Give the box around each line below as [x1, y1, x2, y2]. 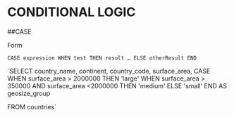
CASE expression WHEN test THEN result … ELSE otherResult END [7, 54, 197, 62]
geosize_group [7, 89, 51, 97]
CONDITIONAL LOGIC [7, 4, 136, 20]
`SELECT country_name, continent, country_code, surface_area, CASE [7, 67, 211, 75]
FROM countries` [7, 102, 56, 111]
